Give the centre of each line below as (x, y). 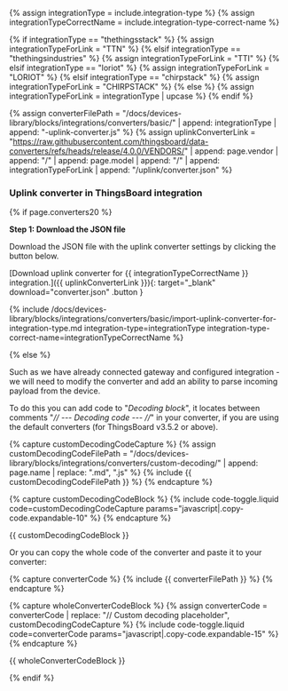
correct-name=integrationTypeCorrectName (90, 338)
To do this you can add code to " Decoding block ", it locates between (135, 409)
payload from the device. (55, 391)
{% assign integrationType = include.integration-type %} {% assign (132, 13)
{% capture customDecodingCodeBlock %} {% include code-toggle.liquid (144, 499)
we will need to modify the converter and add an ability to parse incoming (144, 382)
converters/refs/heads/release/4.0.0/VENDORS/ (97, 151)
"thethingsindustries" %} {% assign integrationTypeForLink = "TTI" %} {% (145, 58)
